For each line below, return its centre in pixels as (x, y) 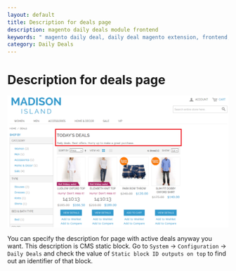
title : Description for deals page (59, 22)
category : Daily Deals (40, 45)
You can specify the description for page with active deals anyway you (110, 238)
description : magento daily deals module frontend (83, 29)
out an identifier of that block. (50, 260)
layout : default (31, 15)
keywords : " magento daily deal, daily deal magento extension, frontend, (119, 37)
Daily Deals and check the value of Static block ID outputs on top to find (117, 253)
